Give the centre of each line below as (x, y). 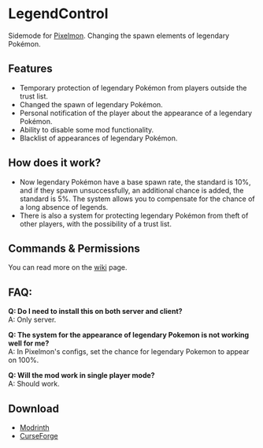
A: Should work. (34, 384)
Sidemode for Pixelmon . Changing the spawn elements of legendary (119, 35)
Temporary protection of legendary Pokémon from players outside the (133, 88)
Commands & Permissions (74, 248)
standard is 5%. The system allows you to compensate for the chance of (137, 199)
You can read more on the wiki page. (68, 267)
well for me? (29, 343)
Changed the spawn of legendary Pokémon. (91, 104)
